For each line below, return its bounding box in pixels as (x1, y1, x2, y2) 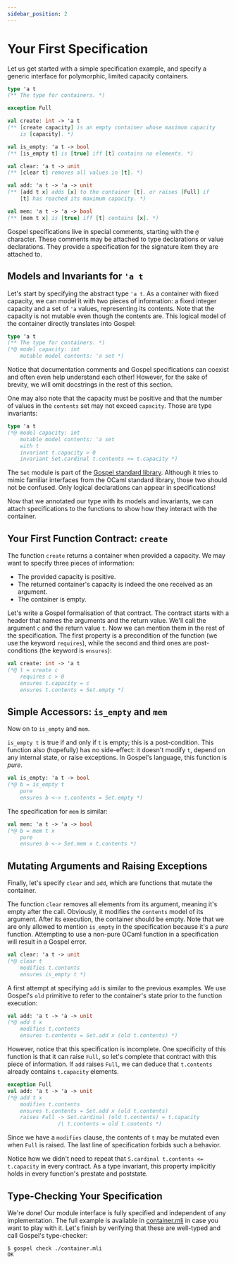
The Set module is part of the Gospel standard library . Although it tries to (7, 468, 218, 477)
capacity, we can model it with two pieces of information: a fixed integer (7, 296, 217, 305)
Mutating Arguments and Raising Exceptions (7, 860, 208, 872)
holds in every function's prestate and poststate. (7, 1169, 148, 1178)
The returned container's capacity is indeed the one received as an (17, 580, 213, 589)
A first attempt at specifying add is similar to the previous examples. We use (7, 983, 227, 992)
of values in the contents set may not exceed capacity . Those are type (7, 402, 213, 410)
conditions (7, 646, 38, 655)
